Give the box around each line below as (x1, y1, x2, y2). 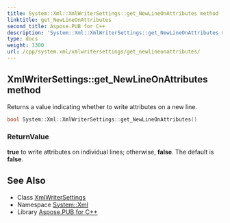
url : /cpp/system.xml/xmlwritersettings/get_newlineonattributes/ (7, 49, 201, 56)
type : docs (7, 36, 38, 43)
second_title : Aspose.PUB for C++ (7, 23, 106, 30)
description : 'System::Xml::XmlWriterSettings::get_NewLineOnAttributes (7, 29, 219, 36)
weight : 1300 (7, 42, 44, 49)
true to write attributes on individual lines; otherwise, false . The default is (7, 148, 214, 156)
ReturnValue (7, 132, 49, 141)
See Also (7, 175, 46, 187)
